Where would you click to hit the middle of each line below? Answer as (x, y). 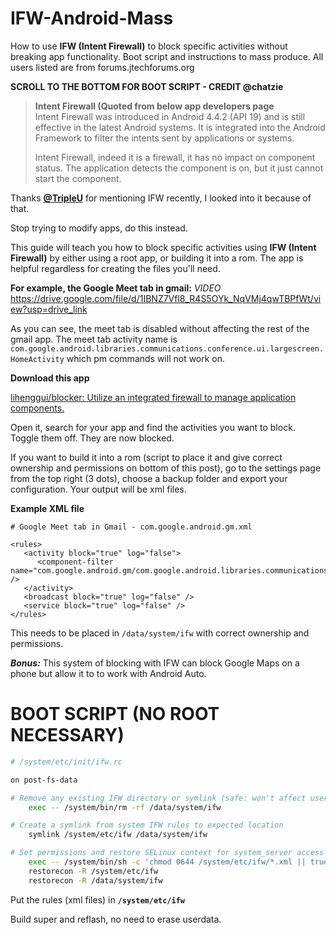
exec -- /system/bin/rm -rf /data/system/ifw (125, 807)
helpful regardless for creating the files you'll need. (115, 268)
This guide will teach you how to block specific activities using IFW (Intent (163, 247)
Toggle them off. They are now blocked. (92, 438)
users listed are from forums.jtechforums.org (102, 67)
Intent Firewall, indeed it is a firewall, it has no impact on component (175, 157)
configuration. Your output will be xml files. (98, 489)
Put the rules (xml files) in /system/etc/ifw (98, 899)
